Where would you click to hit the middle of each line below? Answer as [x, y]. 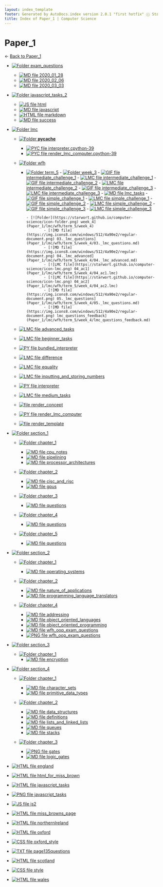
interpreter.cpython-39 [71, 148]
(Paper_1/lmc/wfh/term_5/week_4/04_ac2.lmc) [72, 286]
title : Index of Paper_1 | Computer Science [50, 19]
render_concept [47, 405]
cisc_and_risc [60, 482]
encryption [57, 660]
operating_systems [65, 572]
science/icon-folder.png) [52, 222]
